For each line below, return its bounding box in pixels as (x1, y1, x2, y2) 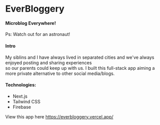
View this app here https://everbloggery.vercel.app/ (5, 113, 114, 119)
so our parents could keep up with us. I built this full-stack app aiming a (5, 65, 155, 71)
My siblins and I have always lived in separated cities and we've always (5, 54, 154, 60)
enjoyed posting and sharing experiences (5, 59, 92, 66)
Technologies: (5, 82, 37, 88)
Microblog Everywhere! (5, 20, 56, 26)
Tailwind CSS (12, 98, 41, 104)
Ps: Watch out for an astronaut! (5, 31, 70, 37)
